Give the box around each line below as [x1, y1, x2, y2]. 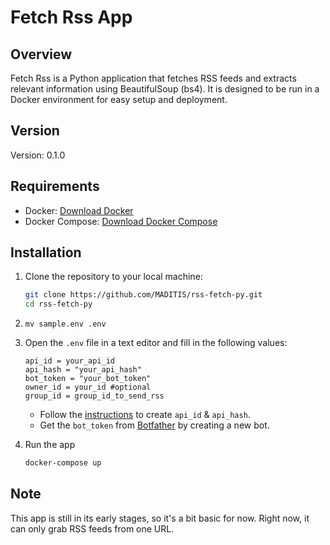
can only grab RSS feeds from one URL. [10, 522, 175, 535]
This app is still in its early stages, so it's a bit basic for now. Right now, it [10, 512, 310, 524]
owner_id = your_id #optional [24, 382, 152, 393]
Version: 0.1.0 [10, 149, 66, 161]
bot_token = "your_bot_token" [24, 374, 152, 384]
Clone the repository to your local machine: [24, 271, 203, 283]
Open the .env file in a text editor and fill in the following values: [24, 337, 288, 349]
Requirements [10, 178, 100, 195]
